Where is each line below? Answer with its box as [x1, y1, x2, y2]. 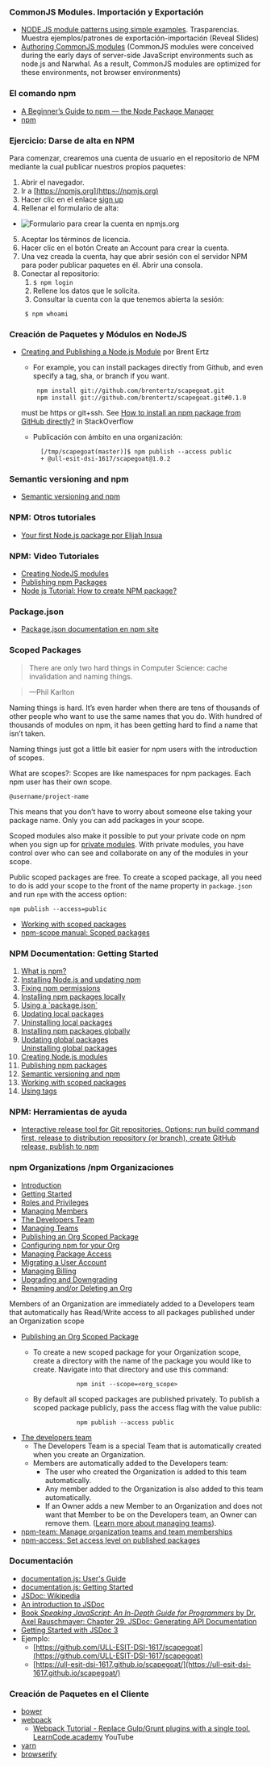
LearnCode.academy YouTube [32, 1732, 134, 1742]
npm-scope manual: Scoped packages [20, 927, 150, 938]
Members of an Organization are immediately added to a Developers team [9, 1298, 255, 1309]
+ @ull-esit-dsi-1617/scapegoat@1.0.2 [40, 455, 171, 463]
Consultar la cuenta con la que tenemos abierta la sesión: [32, 294, 224, 304]
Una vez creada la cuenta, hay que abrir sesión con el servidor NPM [20, 251, 248, 261]
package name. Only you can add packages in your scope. [9, 815, 205, 825]
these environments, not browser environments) [20, 68, 181, 77]
